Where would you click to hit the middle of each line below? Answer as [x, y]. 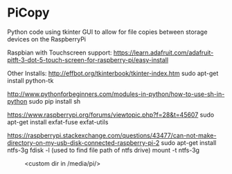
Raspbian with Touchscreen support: [60, 52]
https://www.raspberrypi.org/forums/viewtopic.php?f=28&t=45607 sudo [111, 115]
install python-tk [30, 80]
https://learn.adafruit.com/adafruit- [163, 52]
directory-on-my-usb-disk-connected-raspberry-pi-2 [83, 142]
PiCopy [28, 13]
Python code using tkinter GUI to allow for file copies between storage [107, 32]
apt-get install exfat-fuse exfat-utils [58, 122]
